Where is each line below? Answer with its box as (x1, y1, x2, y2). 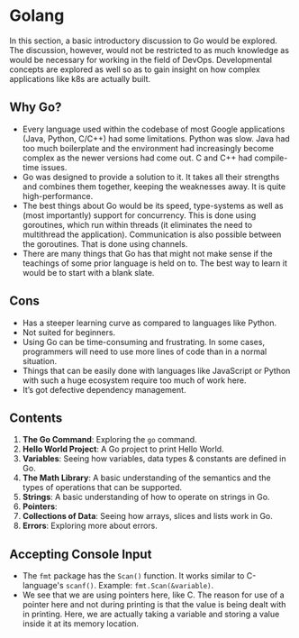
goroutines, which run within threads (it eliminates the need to (22, 219, 253, 230)
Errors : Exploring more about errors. (22, 520, 158, 532)
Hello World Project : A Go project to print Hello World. (22, 443, 224, 455)
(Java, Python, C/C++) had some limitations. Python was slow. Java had (22, 132, 290, 144)
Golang (9, 5, 65, 26)
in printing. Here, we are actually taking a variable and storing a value (22, 609, 280, 620)
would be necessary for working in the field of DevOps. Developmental (9, 54, 273, 65)
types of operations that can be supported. (22, 482, 183, 493)
